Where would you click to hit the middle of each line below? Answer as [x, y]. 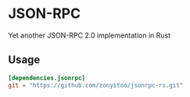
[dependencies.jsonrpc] [47, 78]
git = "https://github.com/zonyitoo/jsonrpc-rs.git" [96, 85]
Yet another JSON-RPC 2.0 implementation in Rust [90, 35]
